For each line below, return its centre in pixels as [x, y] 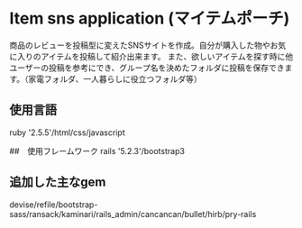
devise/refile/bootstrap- [54, 205]
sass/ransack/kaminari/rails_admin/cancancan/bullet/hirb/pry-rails [133, 214]
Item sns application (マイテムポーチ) [150, 18]
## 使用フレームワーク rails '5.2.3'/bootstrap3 [97, 150]
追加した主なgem [58, 182]
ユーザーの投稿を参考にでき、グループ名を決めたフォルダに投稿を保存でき [147, 68]
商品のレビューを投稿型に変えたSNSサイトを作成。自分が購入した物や [140, 45]
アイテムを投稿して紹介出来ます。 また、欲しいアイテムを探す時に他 [167, 56]
